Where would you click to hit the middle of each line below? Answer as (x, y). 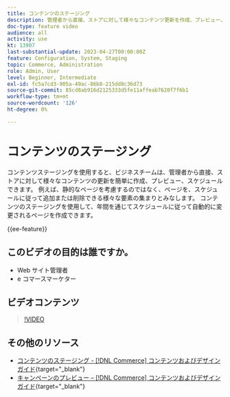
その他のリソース (43, 342)
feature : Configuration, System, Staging (67, 58)
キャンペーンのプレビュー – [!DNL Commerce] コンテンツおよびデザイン (119, 378)
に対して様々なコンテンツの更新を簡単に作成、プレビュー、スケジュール (121, 180)
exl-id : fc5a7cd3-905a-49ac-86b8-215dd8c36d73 (75, 84)
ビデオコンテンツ (43, 302)
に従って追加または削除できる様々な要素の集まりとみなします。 (109, 197)
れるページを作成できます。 (58, 215)
